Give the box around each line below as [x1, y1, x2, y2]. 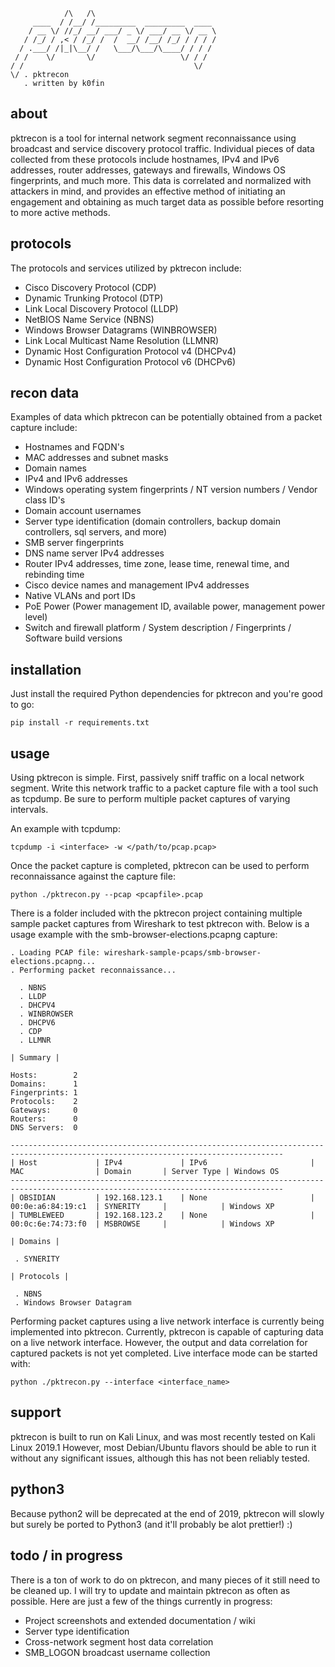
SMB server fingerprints [24, 537, 125, 549]
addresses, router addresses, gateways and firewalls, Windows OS [10, 164, 286, 176]
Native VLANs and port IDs [24, 590, 136, 602]
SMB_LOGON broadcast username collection [24, 1646, 211, 1658]
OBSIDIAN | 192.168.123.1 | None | [19, 1193, 315, 1203]
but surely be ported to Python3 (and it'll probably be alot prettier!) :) [10, 1518, 293, 1530]
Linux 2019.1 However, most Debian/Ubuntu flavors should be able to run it [10, 1441, 317, 1453]
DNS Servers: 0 [10, 1123, 78, 1133]
